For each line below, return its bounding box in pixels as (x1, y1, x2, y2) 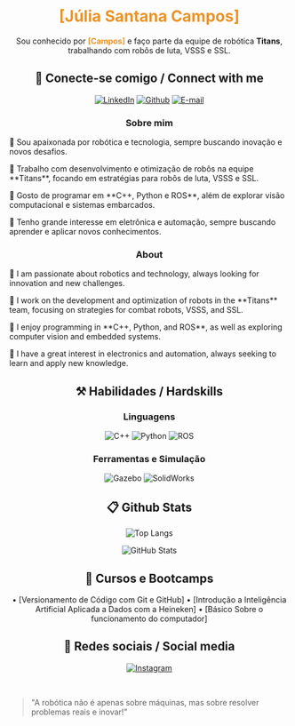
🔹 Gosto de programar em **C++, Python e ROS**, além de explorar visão (9, 190, 285, 201)
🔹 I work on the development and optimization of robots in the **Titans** (9, 295, 278, 306)
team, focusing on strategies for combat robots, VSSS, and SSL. (9, 305, 244, 315)
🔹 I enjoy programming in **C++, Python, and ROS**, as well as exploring (9, 322, 283, 332)
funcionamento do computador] (91, 613, 208, 624)
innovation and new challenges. (9, 278, 126, 289)
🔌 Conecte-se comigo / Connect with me (35, 71, 264, 86)
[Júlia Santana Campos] (59, 6, 240, 27)
